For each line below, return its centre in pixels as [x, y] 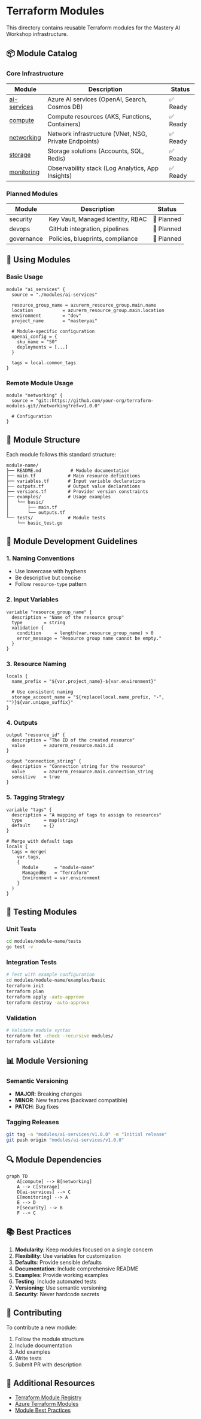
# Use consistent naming [42, 692]
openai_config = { [35, 337]
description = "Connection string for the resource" [79, 767]
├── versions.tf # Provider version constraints [77, 491]
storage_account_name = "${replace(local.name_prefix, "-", [88, 697]
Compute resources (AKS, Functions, [99, 116]
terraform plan [25, 991]
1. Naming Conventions [40, 558]
